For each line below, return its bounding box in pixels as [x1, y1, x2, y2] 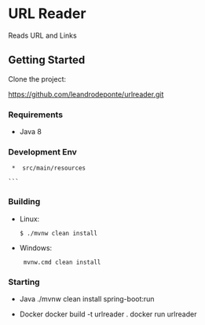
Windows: [19, 243, 53, 252]
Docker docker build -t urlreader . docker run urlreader [19, 309, 197, 319]
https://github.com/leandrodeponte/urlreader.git [8, 89, 164, 99]
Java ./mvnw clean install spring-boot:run [19, 294, 155, 303]
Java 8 [19, 127, 42, 137]
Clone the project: [8, 74, 67, 83]
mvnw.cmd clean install [23, 258, 101, 266]
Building [8, 196, 41, 207]
